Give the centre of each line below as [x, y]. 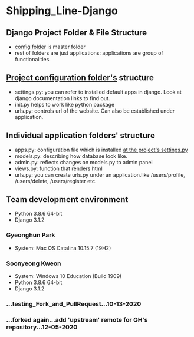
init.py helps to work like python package [65, 104]
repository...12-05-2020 [42, 327]
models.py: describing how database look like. [71, 156]
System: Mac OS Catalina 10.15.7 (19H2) [63, 248]
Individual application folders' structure [80, 136]
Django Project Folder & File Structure [77, 33]
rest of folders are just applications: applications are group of [89, 53]
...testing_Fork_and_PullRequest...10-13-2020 [74, 303]
